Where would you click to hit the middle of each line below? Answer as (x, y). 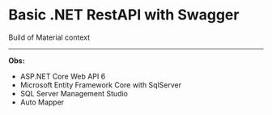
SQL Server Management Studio (74, 93)
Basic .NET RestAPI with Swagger (124, 15)
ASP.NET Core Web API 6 (63, 76)
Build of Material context (49, 37)
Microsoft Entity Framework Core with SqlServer (101, 85)
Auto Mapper (42, 102)
